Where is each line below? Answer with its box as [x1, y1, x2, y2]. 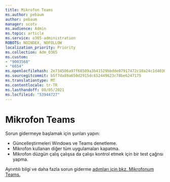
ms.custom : [5, 54, 28, 60]
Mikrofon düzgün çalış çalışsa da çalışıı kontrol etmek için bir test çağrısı [12, 151, 163, 157]
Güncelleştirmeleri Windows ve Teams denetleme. [12, 140, 117, 147]
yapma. [12, 156, 29, 162]
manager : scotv [5, 21, 37, 27]
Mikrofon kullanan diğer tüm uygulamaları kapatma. [12, 146, 120, 152]
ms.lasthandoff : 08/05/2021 [5, 87, 65, 93]
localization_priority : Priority [5, 45, 76, 50]
